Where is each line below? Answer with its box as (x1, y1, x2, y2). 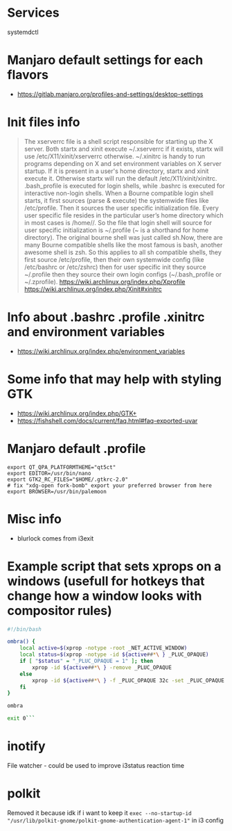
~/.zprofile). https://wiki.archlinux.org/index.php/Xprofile (24, 277, 186, 286)
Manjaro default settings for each (7, 52, 204, 68)
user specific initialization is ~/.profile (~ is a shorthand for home (24, 226, 209, 234)
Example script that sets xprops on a (7, 558, 222, 574)
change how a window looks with (7, 588, 202, 604)
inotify (7, 739, 46, 755)
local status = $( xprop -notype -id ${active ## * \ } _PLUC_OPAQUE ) (19, 651, 209, 658)
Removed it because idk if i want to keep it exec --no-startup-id (7, 808, 192, 817)
